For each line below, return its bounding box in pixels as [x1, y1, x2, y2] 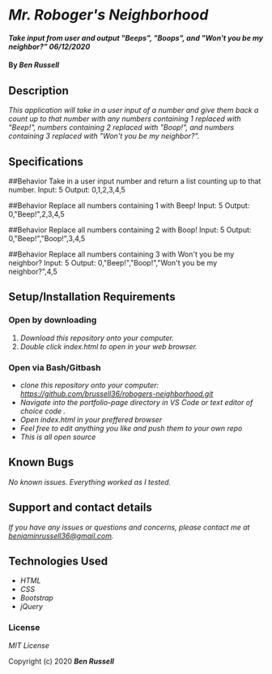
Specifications [8, 154, 83, 168]
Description [8, 84, 69, 97]
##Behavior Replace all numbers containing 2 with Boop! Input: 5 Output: [8, 225, 252, 235]
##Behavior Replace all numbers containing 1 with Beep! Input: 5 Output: [8, 201, 250, 210]
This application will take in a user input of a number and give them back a [8, 106, 259, 115]
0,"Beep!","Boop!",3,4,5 [8, 234, 86, 243]
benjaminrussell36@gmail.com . [8, 530, 114, 541]
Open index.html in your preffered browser [19, 414, 163, 424]
